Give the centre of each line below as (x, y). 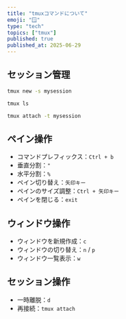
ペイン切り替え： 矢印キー (51, 182)
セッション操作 (39, 282)
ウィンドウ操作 (39, 223)
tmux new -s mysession (39, 91)
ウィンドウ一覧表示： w (49, 259)
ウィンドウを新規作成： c (52, 241)
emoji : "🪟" (24, 20)
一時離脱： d (34, 300)
